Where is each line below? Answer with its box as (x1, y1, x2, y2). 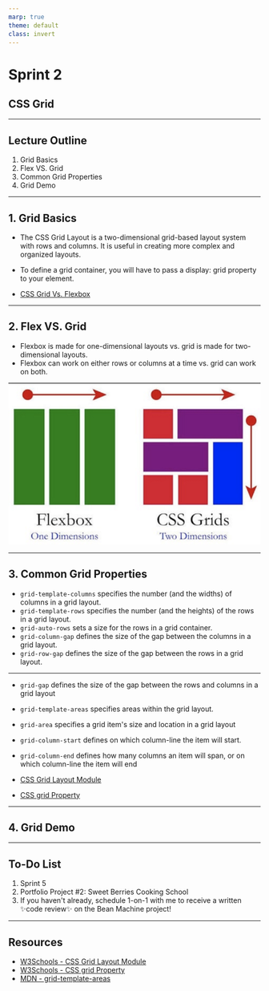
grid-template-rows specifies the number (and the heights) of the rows (19, 605, 255, 615)
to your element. (19, 273, 74, 283)
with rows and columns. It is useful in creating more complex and (19, 241, 235, 250)
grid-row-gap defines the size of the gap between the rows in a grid (19, 648, 244, 657)
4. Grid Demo (8, 821, 75, 835)
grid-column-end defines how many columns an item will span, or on (19, 750, 246, 760)
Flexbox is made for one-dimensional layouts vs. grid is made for (19, 341, 234, 350)
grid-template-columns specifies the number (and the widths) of (19, 589, 232, 598)
